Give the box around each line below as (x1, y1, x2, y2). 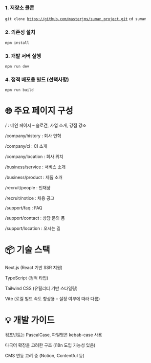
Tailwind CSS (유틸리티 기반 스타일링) (5, 285, 78, 292)
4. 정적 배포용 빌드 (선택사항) (5, 76, 69, 83)
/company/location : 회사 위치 (5, 154, 64, 159)
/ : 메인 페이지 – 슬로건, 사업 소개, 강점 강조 (5, 122, 86, 128)
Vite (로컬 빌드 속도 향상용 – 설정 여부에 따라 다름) (5, 296, 100, 302)
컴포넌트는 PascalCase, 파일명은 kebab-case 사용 (5, 332, 103, 338)
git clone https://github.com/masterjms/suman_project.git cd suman (5, 17, 147, 22)
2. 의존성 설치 (5, 29, 36, 36)
